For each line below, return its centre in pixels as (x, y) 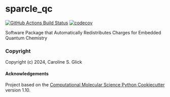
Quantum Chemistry (26, 38)
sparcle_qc (29, 9)
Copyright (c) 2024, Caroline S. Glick (44, 62)
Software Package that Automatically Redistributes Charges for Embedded (83, 32)
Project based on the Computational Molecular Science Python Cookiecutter (85, 85)
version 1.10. (18, 90)
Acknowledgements (27, 73)
